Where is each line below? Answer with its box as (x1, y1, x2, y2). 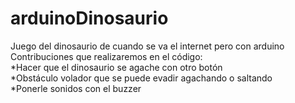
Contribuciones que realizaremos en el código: (10, 50, 203, 62)
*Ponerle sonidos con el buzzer (10, 82, 142, 94)
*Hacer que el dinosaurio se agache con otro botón (10, 61, 223, 73)
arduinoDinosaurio (10, 7, 169, 30)
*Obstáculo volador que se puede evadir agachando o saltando (10, 72, 273, 84)
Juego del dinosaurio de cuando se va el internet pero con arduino (10, 40, 285, 52)
